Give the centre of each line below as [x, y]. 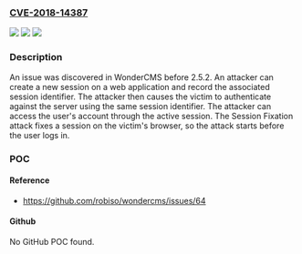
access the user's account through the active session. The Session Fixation [151, 116]
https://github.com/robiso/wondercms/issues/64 [115, 200]
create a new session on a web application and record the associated [140, 86]
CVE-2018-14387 [49, 13]
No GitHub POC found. [52, 241]
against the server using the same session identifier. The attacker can [141, 106]
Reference [30, 180]
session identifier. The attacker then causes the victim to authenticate [141, 97]
